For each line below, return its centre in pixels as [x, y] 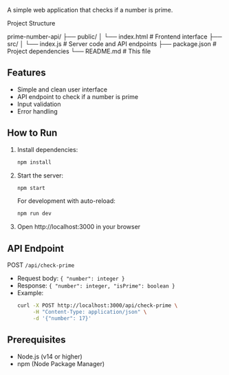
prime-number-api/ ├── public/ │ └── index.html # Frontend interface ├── [115, 36]
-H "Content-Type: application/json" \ [90, 312]
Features [26, 73]
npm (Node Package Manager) [61, 363]
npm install [34, 162]
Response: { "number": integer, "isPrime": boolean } [96, 286]
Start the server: [40, 175]
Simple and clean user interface [62, 89]
